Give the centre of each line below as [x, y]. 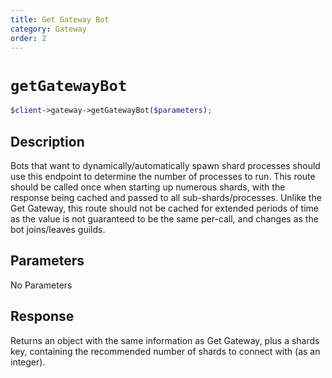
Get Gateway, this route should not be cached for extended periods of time [164, 208]
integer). [28, 362]
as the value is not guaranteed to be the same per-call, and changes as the [164, 219]
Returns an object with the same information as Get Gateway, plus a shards [165, 340]
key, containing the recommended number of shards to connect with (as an [165, 351]
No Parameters [41, 285]
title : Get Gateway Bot [60, 19]
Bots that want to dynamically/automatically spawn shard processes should [165, 165]
